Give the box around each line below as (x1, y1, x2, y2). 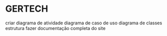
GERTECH (5, 3, 49, 15)
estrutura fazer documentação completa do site (5, 25, 106, 31)
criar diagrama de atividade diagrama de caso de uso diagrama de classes (5, 20, 162, 26)
